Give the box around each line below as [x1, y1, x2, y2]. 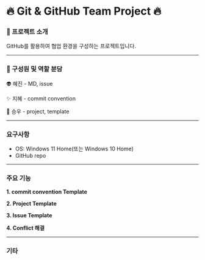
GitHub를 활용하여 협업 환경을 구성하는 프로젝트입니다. [6, 43, 136, 50]
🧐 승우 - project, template [6, 108, 70, 115]
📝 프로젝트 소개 [6, 27, 48, 36]
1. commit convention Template [6, 188, 87, 195]
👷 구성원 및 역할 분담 [6, 65, 63, 74]
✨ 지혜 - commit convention [6, 94, 76, 102]
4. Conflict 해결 [6, 224, 45, 232]
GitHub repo [15, 152, 46, 160]
